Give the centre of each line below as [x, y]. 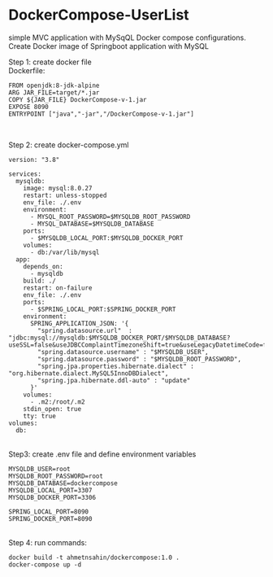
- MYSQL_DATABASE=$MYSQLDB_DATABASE [92, 224]
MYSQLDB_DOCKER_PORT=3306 [52, 497]
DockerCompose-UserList [99, 15]
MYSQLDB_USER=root [39, 469]
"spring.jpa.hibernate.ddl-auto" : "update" [114, 380]
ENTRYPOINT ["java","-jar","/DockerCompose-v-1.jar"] [102, 114]
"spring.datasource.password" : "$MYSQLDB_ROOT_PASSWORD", [140, 359]
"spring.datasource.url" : [85, 330]
